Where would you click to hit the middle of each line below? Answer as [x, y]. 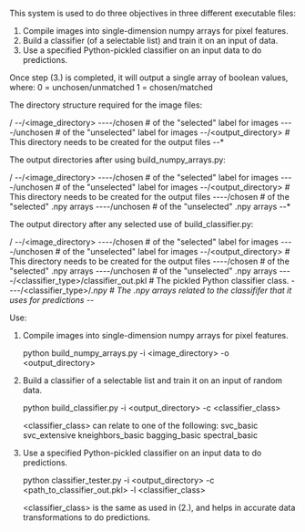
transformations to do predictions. [86, 517]
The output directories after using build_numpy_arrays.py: [117, 160]
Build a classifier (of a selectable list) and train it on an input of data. [150, 41]
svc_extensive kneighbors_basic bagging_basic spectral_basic [140, 435]
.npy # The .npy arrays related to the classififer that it [191, 290]
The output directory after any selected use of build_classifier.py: [132, 224]
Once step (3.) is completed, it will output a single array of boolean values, [149, 78]
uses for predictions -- [52, 300]
